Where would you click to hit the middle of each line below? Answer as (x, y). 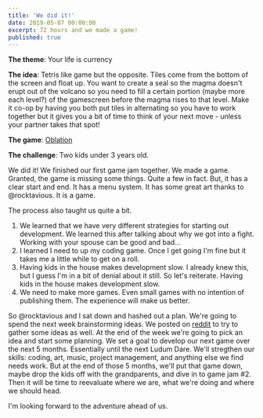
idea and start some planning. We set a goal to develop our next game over (129, 341)
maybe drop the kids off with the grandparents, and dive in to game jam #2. (130, 374)
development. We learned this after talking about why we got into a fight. (137, 234)
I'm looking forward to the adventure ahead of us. (88, 406)
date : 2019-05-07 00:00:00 (52, 23)
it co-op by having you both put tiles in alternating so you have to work (122, 108)
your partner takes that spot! (54, 125)
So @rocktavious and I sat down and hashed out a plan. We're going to (122, 316)
